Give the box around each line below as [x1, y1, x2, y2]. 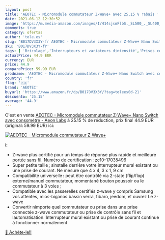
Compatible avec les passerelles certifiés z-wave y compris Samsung [12, 188, 153, 194]
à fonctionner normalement [12, 220, 68, 226]
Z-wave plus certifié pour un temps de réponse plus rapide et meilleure [12, 152, 156, 158]
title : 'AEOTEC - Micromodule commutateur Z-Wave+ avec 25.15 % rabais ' [5, 12, 160, 17]
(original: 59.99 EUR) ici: [5, 122, 55, 128]
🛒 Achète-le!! [5, 229, 32, 235]
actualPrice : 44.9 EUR [5, 53, 52, 58]
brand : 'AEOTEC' [5, 85, 38, 90]
